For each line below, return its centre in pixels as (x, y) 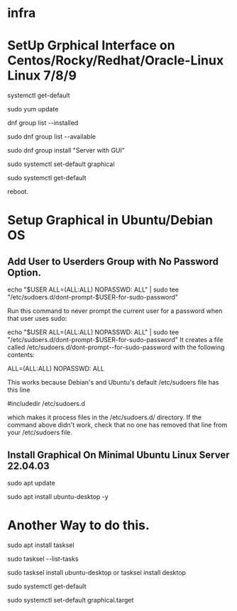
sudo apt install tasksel (41, 545)
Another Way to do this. (79, 525)
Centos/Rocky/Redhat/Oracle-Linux (116, 61)
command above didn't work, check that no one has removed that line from (117, 425)
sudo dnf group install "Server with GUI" (66, 150)
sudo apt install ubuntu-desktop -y (58, 496)
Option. (24, 272)
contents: (21, 355)
